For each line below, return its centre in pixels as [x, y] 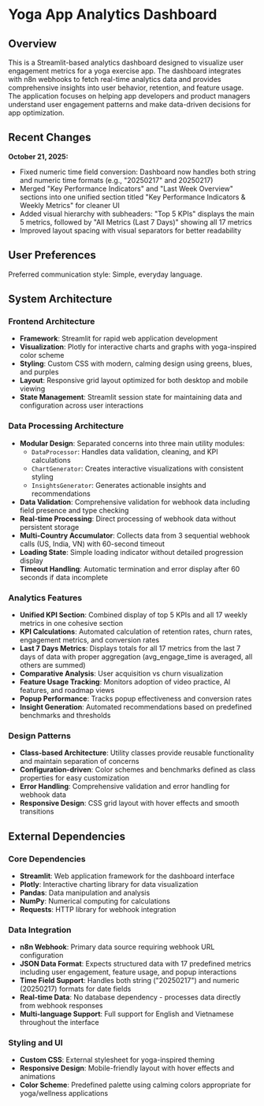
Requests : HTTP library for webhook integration [98, 909]
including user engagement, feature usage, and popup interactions [128, 972]
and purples [39, 372]
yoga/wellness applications [64, 1093]
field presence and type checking [74, 510]
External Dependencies [67, 836]
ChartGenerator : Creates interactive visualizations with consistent [138, 468]
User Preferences [52, 255]
